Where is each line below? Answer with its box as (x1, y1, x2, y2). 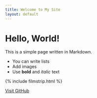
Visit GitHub (5, 88, 30, 94)
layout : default (5, 12, 38, 17)
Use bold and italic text (12, 69, 60, 75)
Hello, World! (5, 33, 60, 44)
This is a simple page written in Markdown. (5, 49, 93, 55)
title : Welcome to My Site (5, 7, 61, 12)
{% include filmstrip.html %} (5, 78, 63, 84)
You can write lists (12, 58, 50, 64)
